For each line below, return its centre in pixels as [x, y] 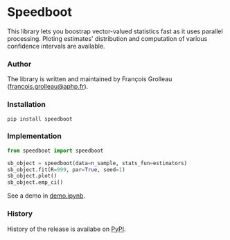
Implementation [35, 136]
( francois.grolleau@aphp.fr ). [48, 87]
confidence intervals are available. [56, 46]
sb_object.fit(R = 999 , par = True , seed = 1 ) [67, 170]
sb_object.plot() [32, 176]
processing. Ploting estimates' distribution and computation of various [107, 38]
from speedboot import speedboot [55, 151]
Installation [27, 105]
